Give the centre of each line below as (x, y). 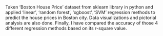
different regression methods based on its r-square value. (66, 28)
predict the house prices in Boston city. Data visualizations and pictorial (81, 18)
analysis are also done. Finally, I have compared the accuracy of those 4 (81, 23)
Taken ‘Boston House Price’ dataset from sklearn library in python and (79, 7)
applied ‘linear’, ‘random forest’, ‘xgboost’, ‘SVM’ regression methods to (80, 12)
